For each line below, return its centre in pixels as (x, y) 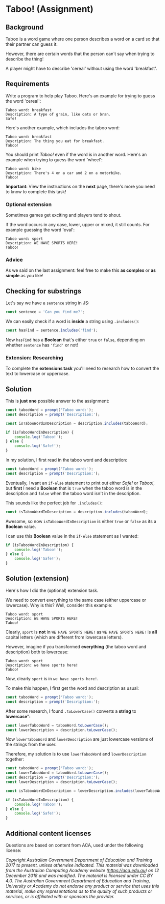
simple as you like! (24, 276)
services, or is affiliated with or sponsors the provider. (60, 896)
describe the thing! (24, 59)
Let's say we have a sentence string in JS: (47, 303)
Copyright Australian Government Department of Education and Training (79, 860)
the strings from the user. (31, 744)
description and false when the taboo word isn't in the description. (73, 493)
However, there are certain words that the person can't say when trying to (80, 54)
